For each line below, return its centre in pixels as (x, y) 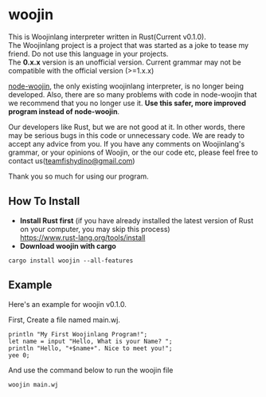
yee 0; (19, 355)
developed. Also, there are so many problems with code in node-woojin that (133, 94)
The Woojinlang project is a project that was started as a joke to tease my (129, 45)
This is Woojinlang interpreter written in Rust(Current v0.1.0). (108, 37)
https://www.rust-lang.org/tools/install (82, 238)
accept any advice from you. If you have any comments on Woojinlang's (127, 143)
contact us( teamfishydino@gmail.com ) (72, 160)
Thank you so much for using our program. (78, 176)
